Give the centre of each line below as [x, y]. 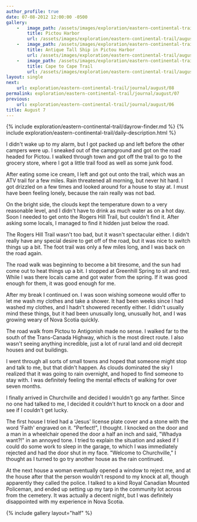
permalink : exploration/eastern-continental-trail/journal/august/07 [93, 93]
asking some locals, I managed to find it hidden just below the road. [88, 223]
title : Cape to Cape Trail [60, 66]
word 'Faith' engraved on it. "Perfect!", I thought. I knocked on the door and [97, 428]
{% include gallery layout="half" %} [49, 513]
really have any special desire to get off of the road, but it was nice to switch [98, 241]
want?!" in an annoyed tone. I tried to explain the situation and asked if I [92, 440]
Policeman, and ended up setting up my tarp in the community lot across [94, 489]
